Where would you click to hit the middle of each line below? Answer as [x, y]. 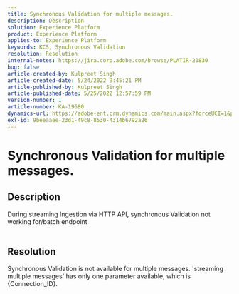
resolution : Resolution [43, 54]
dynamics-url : [28, 113]
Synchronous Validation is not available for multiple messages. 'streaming [116, 269]
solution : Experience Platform [54, 27]
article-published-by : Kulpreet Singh [65, 87]
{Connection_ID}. [33, 284]
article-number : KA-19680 [46, 107]
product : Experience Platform [52, 34]
